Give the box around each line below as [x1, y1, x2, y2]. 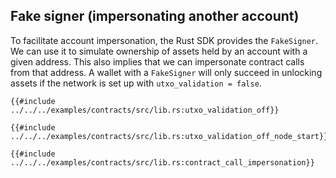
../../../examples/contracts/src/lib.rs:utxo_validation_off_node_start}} [10, 131, 329, 141]
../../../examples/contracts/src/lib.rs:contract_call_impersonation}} [10, 157, 315, 168]
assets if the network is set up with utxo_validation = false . [10, 77, 262, 89]
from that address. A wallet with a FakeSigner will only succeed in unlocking [10, 66, 323, 78]
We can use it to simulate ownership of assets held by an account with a [10, 45, 308, 57]
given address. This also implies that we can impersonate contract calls [10, 55, 305, 68]
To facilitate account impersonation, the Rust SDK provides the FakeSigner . [10, 34, 319, 46]
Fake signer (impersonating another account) [10, 8, 300, 25]
